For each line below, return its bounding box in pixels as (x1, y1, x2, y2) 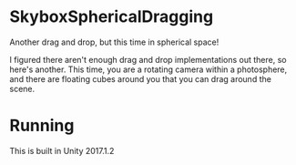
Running (9, 116, 75, 136)
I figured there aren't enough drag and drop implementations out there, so (9, 54, 287, 65)
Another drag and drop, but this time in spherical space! (9, 36, 219, 47)
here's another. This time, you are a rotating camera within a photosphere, (9, 64, 288, 75)
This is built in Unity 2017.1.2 (9, 145, 115, 156)
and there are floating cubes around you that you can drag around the (9, 73, 271, 84)
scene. (9, 83, 36, 94)
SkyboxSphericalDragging (9, 6, 214, 27)
